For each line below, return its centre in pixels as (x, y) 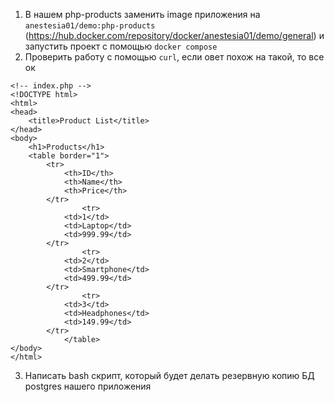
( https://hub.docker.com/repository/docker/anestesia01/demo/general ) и (174, 35)
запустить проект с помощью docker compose (121, 46)
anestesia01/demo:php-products (90, 26)
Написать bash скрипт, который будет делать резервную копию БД (169, 375)
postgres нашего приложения (88, 386)
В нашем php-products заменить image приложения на (142, 14)
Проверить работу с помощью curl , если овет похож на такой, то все (174, 57)
